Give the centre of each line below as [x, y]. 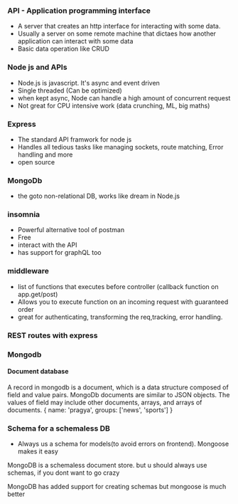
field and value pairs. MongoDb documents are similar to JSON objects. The [119, 394]
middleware [28, 271]
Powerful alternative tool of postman [71, 230]
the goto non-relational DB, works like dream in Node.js [98, 196]
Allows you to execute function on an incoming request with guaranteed [123, 302]
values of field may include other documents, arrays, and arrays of [105, 402]
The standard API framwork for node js [75, 139]
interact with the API [47, 245]
